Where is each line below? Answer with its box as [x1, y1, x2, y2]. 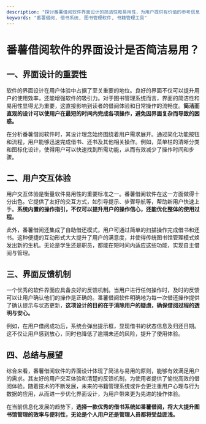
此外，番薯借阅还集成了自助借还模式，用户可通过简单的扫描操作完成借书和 [6, 226, 194, 233]
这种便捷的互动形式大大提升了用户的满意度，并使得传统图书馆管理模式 [17, 234, 194, 241]
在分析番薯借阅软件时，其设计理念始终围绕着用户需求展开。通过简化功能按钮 [6, 130, 200, 138]
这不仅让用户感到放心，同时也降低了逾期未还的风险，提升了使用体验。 [6, 330, 184, 338]
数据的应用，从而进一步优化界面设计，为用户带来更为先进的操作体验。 [6, 390, 184, 397]
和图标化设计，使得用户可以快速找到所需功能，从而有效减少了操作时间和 [6, 145, 189, 153]
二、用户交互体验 [6, 173, 71, 183]
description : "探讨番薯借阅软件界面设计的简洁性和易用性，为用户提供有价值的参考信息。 [6, 9, 205, 15]
